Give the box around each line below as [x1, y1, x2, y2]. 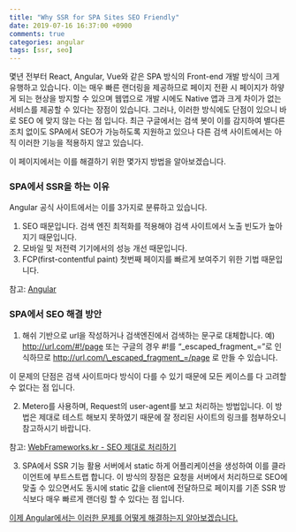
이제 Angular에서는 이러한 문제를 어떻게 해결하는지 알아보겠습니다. [9, 512, 239, 522]
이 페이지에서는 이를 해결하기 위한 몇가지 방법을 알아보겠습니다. [9, 156, 227, 167]
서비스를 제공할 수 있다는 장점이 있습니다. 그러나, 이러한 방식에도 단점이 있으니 [9, 104, 278, 115]
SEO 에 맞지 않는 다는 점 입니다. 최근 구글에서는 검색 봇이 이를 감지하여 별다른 [18, 116, 285, 126]
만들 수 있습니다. [220, 352, 278, 362]
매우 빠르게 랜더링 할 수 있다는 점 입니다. [45, 493, 185, 504]
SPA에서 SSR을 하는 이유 [9, 180, 110, 193]
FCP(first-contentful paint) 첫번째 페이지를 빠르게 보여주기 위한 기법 [21, 254, 260, 265]
